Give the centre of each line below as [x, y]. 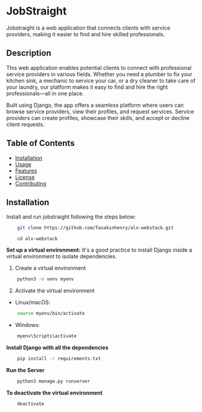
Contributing [30, 183]
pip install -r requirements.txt [59, 358]
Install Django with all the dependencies [57, 347]
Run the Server [26, 370]
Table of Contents [41, 143]
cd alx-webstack [38, 239]
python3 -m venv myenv [46, 279]
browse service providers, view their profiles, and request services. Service [100, 111]
